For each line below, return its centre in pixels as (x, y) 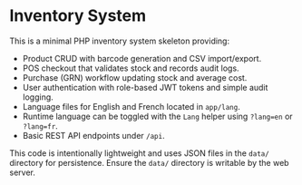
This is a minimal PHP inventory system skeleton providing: (119, 41)
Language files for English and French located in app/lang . (131, 106)
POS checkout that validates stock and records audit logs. (131, 68)
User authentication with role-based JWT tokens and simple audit (145, 87)
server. (23, 172)
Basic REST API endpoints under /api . (93, 135)
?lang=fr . (40, 126)
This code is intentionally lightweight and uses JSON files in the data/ (139, 153)
